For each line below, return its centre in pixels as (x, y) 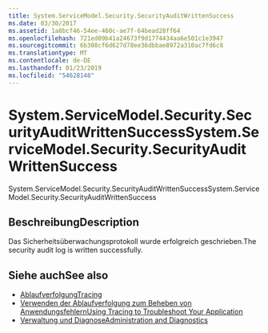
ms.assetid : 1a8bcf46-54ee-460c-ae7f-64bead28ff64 (94, 30)
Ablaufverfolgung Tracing (61, 294)
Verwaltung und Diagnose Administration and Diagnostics (114, 320)
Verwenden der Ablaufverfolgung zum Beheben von (106, 303)
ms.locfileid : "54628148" (51, 75)
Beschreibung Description (74, 222)
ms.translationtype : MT (48, 53)
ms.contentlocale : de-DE (50, 61)
